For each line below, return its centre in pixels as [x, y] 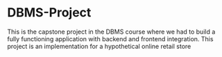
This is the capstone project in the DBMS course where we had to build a [111, 32]
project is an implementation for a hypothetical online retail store [99, 46]
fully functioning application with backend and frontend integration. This [110, 38]
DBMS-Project [49, 13]
